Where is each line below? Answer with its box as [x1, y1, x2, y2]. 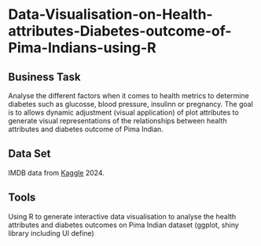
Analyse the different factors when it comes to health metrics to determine [8, 91, 249, 100]
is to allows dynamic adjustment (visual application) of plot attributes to [8, 108, 240, 117]
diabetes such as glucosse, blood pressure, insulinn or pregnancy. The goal [8, 100, 254, 108]
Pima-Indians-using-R [8, 39, 156, 57]
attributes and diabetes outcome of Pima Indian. [8, 124, 164, 134]
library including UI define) [8, 228, 94, 237]
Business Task [8, 70, 81, 83]
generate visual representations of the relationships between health [8, 116, 227, 125]
